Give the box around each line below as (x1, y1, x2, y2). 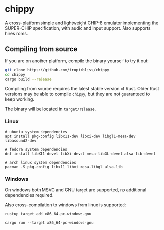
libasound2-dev (5, 138, 37, 143)
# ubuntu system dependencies (5, 129, 68, 134)
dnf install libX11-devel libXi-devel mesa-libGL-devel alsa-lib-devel (5, 151, 156, 156)
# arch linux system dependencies (5, 160, 77, 165)
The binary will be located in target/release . (5, 106, 96, 112)
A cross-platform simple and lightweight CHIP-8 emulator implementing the (5, 20, 159, 26)
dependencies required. (5, 192, 54, 198)
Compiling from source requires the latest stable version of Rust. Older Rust (5, 86, 159, 92)
